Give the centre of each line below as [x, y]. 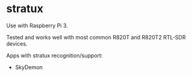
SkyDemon [29, 67]
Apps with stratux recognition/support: [55, 55]
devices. [17, 44]
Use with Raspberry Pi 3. [37, 25]
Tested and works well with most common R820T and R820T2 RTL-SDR [96, 37]
